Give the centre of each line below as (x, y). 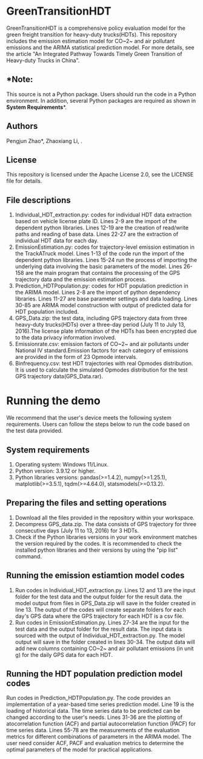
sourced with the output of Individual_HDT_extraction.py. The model (100, 635)
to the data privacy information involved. (65, 338)
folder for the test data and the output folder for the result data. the (98, 597)
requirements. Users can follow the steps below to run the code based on (98, 425)
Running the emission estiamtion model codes (95, 576)
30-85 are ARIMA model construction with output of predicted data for (103, 305)
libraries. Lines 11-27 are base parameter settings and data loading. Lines (106, 299)
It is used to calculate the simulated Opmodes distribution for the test (101, 370)
